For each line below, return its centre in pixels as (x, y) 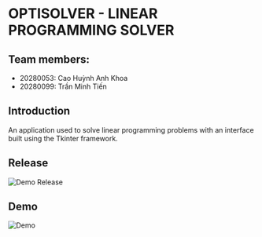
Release (28, 163)
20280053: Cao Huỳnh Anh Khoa (74, 78)
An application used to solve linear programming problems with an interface (131, 129)
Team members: (49, 59)
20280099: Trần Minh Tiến (63, 86)
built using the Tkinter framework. (63, 138)
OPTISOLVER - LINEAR (83, 14)
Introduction (39, 111)
